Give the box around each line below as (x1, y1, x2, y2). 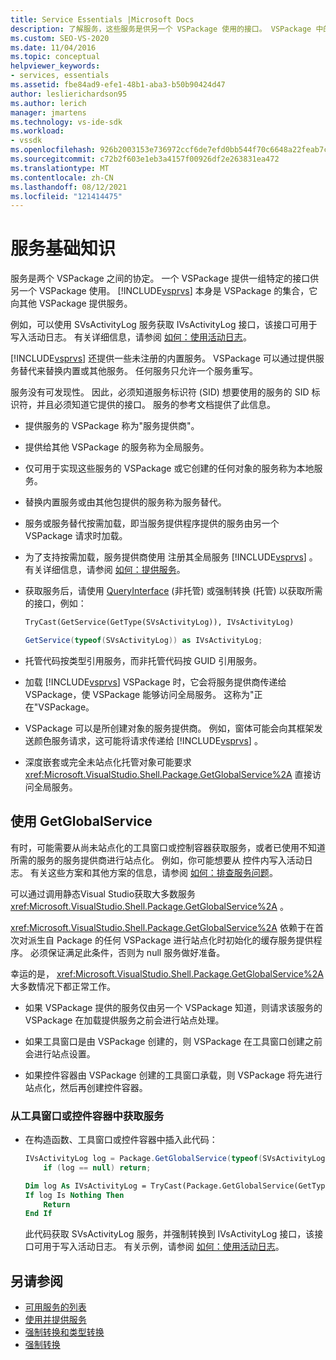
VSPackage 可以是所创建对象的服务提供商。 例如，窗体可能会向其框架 (24, 722, 315, 734)
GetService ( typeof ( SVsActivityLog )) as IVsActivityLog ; (24, 636, 263, 646)
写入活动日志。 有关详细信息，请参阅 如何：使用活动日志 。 (10, 331, 252, 343)
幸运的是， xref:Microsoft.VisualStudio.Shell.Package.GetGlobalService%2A (10, 967, 324, 980)
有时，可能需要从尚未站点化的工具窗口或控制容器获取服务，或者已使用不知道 (10, 841, 326, 853)
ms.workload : (10, 126, 65, 136)
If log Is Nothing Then (24, 1190, 125, 1200)
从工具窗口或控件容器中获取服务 (10, 1109, 165, 1123)
